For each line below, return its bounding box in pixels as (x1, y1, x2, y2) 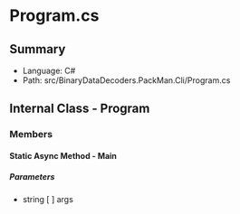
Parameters (9, 171, 55, 181)
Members (9, 128, 53, 141)
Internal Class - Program (9, 101, 150, 116)
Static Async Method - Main (9, 150, 118, 161)
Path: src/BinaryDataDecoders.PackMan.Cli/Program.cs (22, 75, 231, 86)
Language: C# (22, 65, 76, 76)
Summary (9, 42, 66, 57)
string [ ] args (22, 193, 74, 204)
